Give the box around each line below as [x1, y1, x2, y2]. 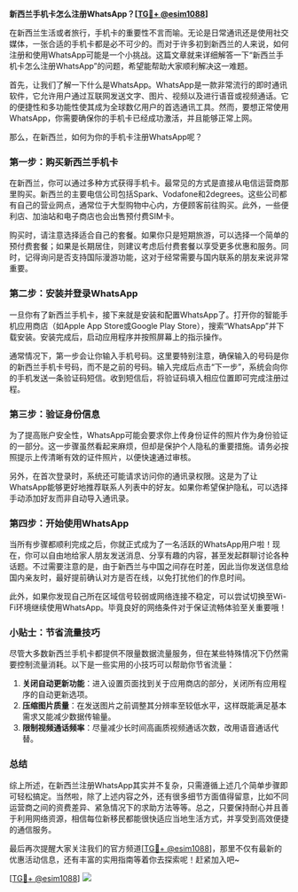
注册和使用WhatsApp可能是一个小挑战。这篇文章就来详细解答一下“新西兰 [9, 50, 277, 60]
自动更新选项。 [37, 689, 93, 700]
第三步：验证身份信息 [9, 408, 100, 420]
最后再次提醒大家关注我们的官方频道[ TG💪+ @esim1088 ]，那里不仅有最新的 [9, 842, 282, 854]
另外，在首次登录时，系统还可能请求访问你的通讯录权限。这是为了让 [9, 470, 258, 481]
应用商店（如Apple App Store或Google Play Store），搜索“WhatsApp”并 [16, 320, 277, 331]
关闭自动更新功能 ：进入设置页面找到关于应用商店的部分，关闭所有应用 [21, 678, 279, 689]
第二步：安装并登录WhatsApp [9, 287, 138, 300]
